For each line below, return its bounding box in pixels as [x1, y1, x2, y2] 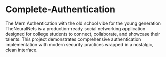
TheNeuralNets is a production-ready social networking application [5, 25, 146, 31]
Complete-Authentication [5, 4, 115, 15]
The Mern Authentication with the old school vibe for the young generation [5, 20, 161, 26]
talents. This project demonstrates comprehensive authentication [5, 36, 141, 42]
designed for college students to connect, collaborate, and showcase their [5, 31, 160, 37]
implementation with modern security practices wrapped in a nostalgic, [5, 41, 154, 47]
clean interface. [5, 47, 38, 53]
